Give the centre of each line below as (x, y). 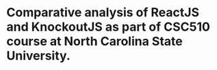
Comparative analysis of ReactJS (103, 13)
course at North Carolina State (94, 41)
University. (39, 56)
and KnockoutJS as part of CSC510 (108, 27)
